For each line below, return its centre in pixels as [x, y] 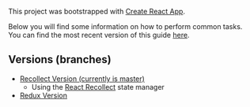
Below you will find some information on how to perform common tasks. [125, 26]
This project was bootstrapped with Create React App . [97, 11]
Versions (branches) [60, 59]
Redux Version [44, 95]
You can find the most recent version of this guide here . [99, 35]
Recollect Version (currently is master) [82, 79]
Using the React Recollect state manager [98, 87]
